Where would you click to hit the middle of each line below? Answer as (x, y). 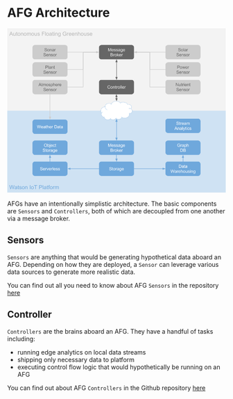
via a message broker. (39, 218)
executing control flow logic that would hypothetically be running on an (119, 367)
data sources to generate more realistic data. (71, 272)
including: (21, 339)
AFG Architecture (59, 13)
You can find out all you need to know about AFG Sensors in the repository (113, 285)
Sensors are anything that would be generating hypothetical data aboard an (114, 257)
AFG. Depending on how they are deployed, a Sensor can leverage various (113, 264)
